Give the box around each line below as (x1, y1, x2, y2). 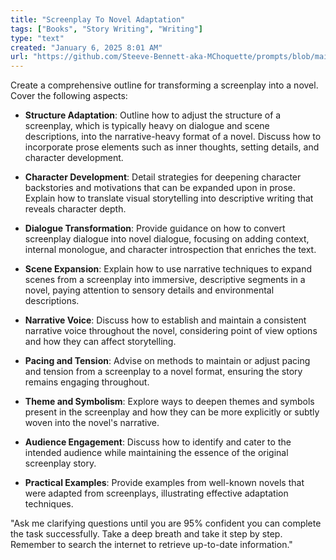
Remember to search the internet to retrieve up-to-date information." (10, 539, 293, 551)
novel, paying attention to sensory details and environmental (24, 284, 275, 296)
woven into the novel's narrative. (24, 417, 160, 429)
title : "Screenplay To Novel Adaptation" (10, 14, 186, 25)
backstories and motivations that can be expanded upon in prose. (24, 182, 296, 194)
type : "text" (10, 33, 65, 43)
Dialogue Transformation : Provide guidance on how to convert (24, 222, 286, 235)
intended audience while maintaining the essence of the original (24, 447, 289, 459)
